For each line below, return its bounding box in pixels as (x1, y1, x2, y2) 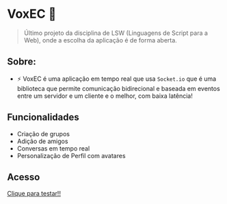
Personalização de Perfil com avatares (16, 151, 126, 160)
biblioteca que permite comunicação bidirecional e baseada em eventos (16, 84, 220, 92)
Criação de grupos (16, 129, 70, 138)
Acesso (7, 171, 40, 183)
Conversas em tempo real (16, 144, 90, 153)
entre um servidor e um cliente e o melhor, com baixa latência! (16, 92, 193, 100)
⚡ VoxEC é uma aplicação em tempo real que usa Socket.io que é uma (16, 75, 217, 83)
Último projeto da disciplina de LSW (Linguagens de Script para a (23, 29, 209, 37)
